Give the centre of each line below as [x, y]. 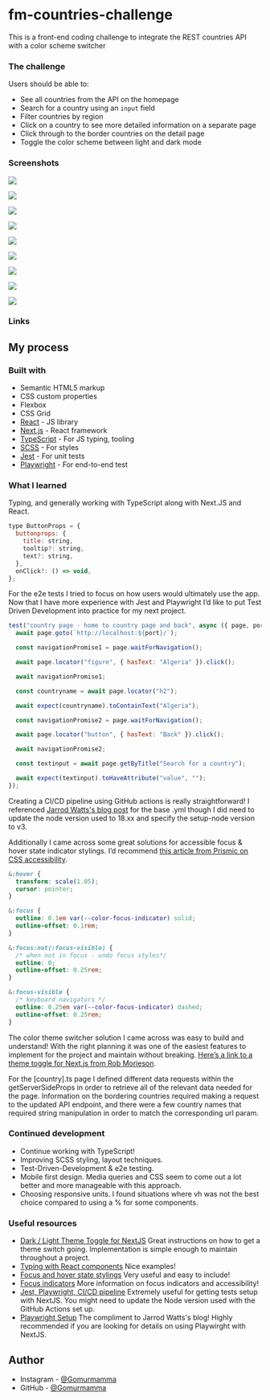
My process [39, 347]
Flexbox [33, 405]
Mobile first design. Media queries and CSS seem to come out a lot [131, 1177]
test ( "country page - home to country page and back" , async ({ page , [129, 626]
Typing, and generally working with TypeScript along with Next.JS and [125, 503]
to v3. [18, 826]
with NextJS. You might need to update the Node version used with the [137, 1300]
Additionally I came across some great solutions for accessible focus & [125, 842]
